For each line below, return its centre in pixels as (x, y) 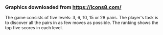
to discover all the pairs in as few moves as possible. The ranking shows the (82, 23)
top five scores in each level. (34, 28)
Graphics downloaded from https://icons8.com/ (63, 7)
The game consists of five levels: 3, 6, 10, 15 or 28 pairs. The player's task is (82, 18)
